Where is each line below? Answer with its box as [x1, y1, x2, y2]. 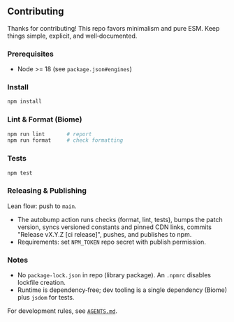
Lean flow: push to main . [7, 202, 77, 210]
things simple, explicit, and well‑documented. [7, 31, 138, 40]
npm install [7, 98, 42, 105]
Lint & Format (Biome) [7, 115, 82, 124]
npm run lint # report [7, 131, 92, 138]
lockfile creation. [17, 279, 66, 287]
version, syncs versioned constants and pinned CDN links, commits [17, 223, 212, 231]
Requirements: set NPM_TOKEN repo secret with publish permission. [17, 237, 206, 246]
